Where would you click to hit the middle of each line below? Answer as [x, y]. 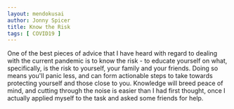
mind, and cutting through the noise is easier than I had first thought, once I [117, 91]
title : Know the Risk [39, 27]
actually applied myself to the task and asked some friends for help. [105, 98]
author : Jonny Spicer [39, 20]
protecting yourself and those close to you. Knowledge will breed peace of [115, 83]
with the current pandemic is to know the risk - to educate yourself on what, [117, 61]
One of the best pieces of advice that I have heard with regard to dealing [112, 53]
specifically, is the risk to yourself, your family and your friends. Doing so [113, 68]
